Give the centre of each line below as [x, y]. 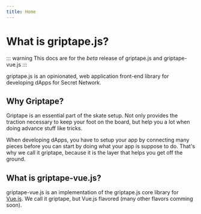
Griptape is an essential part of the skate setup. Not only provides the [92, 116]
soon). [14, 205]
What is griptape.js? [58, 41]
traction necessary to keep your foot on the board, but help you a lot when [98, 122]
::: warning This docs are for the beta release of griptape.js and [85, 58]
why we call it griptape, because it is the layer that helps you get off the [94, 153]
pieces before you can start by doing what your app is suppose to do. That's [101, 146]
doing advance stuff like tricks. [44, 128]
